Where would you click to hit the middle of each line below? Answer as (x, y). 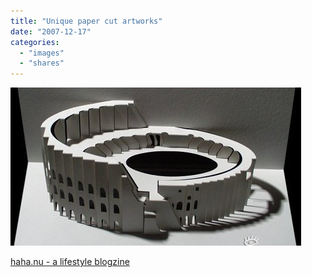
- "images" (42, 53)
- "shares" (42, 63)
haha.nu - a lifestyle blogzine (70, 262)
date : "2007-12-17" (51, 31)
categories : (35, 42)
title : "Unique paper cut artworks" (86, 21)
